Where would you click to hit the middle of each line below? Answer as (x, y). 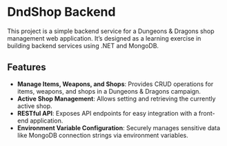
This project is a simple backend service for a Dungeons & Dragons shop (111, 31)
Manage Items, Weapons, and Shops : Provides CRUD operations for (115, 84)
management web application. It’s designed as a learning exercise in (104, 38)
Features (27, 67)
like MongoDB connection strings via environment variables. (102, 135)
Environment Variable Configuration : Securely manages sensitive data (119, 127)
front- (207, 113)
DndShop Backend (61, 12)
